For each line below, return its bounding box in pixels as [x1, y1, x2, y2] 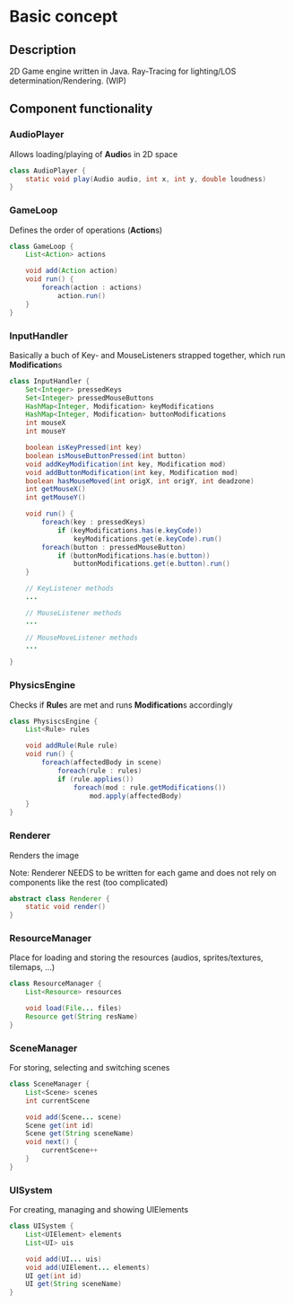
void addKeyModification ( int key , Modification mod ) [25, 460, 227, 469]
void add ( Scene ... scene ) [25, 1112, 123, 1122]
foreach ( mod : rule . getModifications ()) [73, 783, 227, 792]
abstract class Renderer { [9, 894, 110, 904]
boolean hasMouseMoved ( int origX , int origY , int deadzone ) [25, 476, 255, 486]
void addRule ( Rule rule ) [25, 741, 118, 751]
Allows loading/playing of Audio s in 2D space [9, 148, 178, 159]
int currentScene [25, 1096, 91, 1106]
